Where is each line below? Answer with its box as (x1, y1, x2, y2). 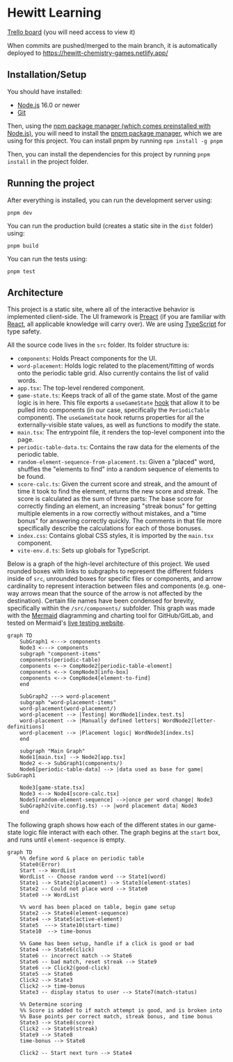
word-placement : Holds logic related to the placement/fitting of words (17, 361, 214, 370)
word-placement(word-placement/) (19, 705, 117, 712)
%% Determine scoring (19, 1001, 82, 1008)
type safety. (7, 327, 42, 336)
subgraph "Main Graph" (19, 748, 86, 755)
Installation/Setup (7, 69, 87, 81)
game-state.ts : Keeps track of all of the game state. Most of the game (17, 391, 218, 400)
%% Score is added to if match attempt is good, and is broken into (19, 1007, 223, 1014)
